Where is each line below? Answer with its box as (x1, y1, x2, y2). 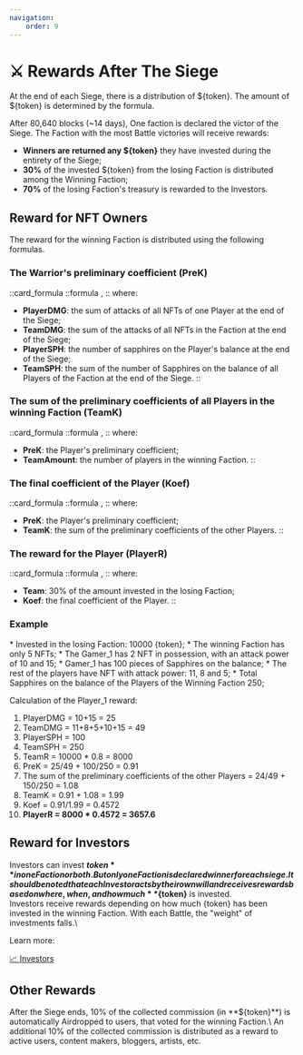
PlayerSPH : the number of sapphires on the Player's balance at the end (22, 343, 290, 354)
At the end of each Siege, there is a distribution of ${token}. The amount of (9, 91, 290, 102)
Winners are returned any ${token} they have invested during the (22, 145, 271, 156)
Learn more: (9, 934, 55, 945)
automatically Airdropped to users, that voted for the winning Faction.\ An (9, 1016, 284, 1027)
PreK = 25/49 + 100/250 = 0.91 (22, 760, 139, 772)
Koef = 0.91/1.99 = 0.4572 (22, 799, 120, 810)
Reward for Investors (9, 835, 131, 851)
